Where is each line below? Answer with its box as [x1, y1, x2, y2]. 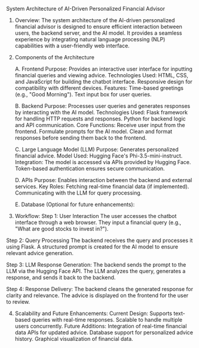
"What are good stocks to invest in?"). [14, 225, 109, 232]
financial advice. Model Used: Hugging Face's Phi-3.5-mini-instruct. [14, 152, 183, 159]
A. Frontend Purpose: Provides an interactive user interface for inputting [14, 65, 193, 72]
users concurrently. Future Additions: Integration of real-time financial [14, 323, 187, 329]
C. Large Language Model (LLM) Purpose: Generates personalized [14, 146, 179, 153]
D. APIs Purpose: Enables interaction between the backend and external [14, 177, 192, 183]
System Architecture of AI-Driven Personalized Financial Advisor [6, 5, 166, 12]
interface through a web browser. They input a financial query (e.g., [14, 219, 182, 226]
